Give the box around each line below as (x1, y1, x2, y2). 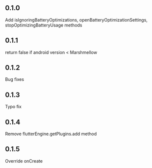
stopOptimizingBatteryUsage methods (5, 22, 82, 28)
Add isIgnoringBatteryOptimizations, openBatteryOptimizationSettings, (5, 17, 148, 23)
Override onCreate (5, 158, 43, 164)
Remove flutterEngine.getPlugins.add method (5, 131, 97, 137)
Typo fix (5, 104, 22, 110)
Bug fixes (5, 76, 25, 82)
